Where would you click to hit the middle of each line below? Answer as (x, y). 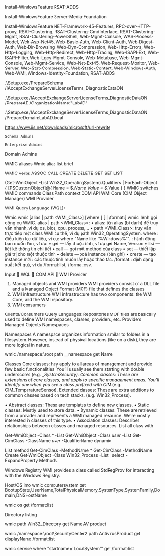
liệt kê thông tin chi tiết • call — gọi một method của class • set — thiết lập (81, 249)
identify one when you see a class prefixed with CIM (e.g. (63, 385)
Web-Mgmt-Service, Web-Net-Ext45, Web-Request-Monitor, (86, 63)
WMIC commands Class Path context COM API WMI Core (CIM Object (76, 193)
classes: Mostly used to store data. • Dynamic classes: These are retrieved (81, 410)
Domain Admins (21, 154)
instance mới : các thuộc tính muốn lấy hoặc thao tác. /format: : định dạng (79, 259)
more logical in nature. (28, 345)
